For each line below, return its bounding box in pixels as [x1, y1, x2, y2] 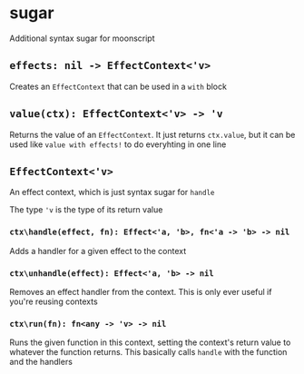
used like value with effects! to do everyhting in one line [9, 139, 227, 150]
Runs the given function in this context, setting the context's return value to [9, 337, 291, 348]
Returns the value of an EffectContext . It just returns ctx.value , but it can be [9, 129, 296, 140]
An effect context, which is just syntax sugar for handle [9, 187, 215, 198]
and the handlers [9, 357, 73, 368]
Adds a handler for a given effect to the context [9, 245, 187, 256]
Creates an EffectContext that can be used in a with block [9, 81, 227, 92]
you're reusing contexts [9, 296, 98, 307]
